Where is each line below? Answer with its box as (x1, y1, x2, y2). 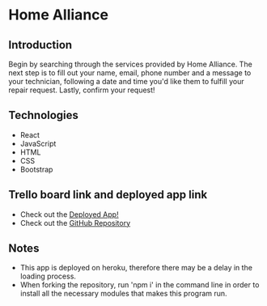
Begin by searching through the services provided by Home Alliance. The (8, 59, 252, 69)
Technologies (8, 108, 79, 122)
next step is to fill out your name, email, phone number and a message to (8, 68, 252, 78)
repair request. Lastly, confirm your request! (8, 85, 155, 95)
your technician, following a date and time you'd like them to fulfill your (8, 77, 244, 86)
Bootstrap (19, 164, 53, 174)
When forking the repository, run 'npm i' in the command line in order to (19, 280, 260, 290)
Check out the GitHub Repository (19, 218, 131, 227)
